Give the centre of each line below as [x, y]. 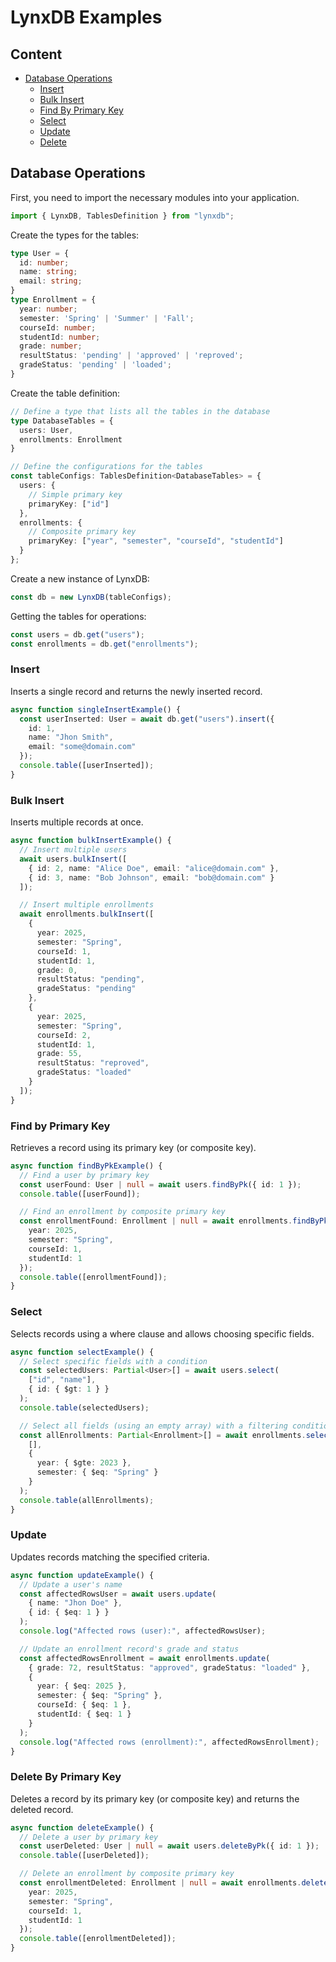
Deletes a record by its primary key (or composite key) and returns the [155, 1798]
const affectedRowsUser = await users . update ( [118, 1594]
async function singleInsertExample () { [96, 709]
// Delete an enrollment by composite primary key [127, 1874]
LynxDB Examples [86, 17]
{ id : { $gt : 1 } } [69, 1389]
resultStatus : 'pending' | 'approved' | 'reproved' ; [131, 356]
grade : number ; [51, 346]
